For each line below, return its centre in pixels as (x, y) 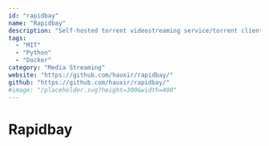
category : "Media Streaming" (57, 68)
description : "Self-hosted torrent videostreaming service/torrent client (136, 30)
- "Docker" (34, 61)
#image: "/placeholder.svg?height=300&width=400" (93, 90)
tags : (17, 38)
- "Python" (34, 53)
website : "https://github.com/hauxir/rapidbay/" (91, 75)
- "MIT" (28, 45)
